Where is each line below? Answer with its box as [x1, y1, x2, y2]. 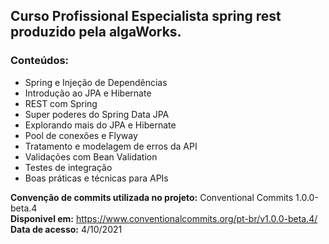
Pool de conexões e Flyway [24, 129, 138, 141]
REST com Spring [24, 97, 98, 109]
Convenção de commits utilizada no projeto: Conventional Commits [10, 191, 294, 203]
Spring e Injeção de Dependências [24, 76, 168, 88]
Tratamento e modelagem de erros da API [24, 140, 198, 152]
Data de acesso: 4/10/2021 [10, 223, 123, 235]
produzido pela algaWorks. [10, 24, 182, 41]
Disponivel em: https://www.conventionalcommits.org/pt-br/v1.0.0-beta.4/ [10, 212, 318, 224]
